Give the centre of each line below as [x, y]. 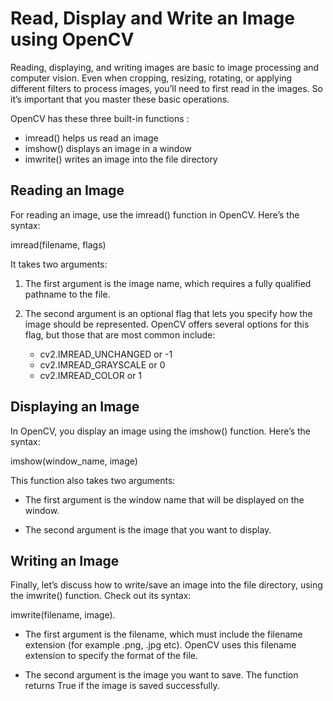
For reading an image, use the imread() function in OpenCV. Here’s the [155, 214]
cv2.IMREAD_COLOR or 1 [91, 375]
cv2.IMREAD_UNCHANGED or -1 [106, 354]
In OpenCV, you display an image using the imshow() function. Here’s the [161, 431]
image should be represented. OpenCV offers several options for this [167, 324]
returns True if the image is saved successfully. [122, 686]
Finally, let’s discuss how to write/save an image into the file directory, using [166, 585]
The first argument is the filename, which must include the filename [163, 634]
